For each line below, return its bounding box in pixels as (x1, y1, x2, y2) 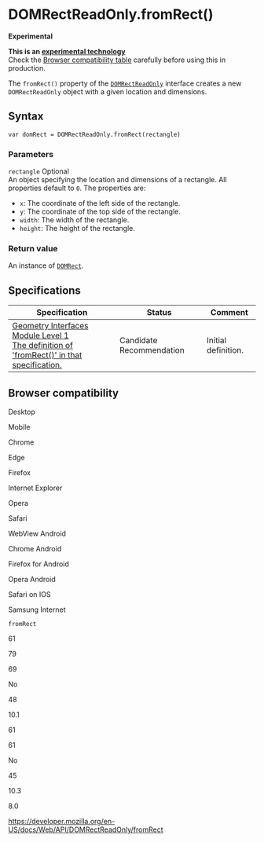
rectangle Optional (8, 167, 69, 176)
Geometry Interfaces (12, 320, 89, 331)
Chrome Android (8, 544, 62, 553)
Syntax (8, 110, 44, 123)
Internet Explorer (8, 483, 63, 492)
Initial (207, 335, 226, 346)
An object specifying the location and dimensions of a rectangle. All (8, 175, 227, 185)
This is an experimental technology (8, 46, 126, 56)
